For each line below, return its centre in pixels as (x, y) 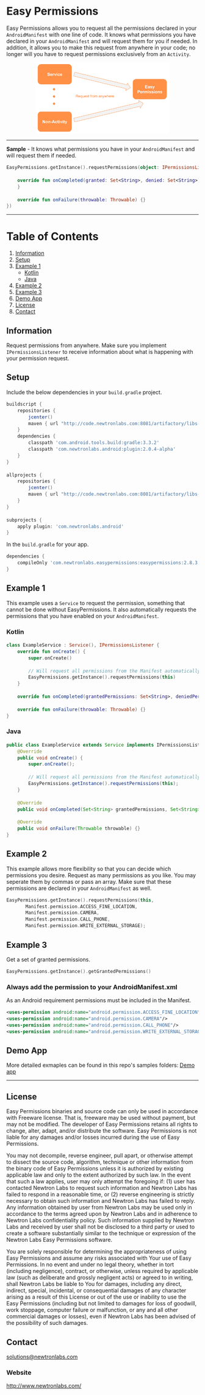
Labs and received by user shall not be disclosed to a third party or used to (101, 1227)
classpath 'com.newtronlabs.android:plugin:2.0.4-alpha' (102, 450)
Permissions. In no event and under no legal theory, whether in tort (90, 1264)
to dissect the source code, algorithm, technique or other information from (100, 1162)
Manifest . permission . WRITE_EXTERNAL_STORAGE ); (86, 926)
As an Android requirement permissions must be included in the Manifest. (99, 1000)
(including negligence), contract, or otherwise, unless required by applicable (102, 1271)
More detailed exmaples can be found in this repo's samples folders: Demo (101, 1065)
